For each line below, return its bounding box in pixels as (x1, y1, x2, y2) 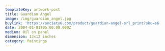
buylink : (5, 20, 23, 26)
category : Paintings (5, 39, 48, 44)
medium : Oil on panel (5, 30, 50, 34)
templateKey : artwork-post (5, 7, 60, 12)
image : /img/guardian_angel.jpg (5, 16, 71, 21)
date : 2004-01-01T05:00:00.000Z (5, 25, 71, 30)
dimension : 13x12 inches (5, 34, 56, 39)
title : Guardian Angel (5, 12, 52, 17)
